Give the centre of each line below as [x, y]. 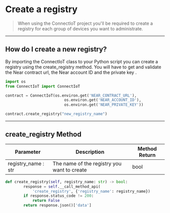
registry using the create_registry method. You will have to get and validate [83, 67]
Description [90, 152]
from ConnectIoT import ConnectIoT [43, 86]
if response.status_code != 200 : [59, 196]
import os [16, 81]
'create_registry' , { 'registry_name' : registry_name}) [91, 191]
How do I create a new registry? [56, 49]
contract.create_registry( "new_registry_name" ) [56, 114]
